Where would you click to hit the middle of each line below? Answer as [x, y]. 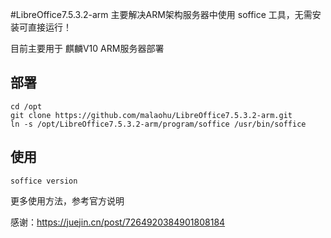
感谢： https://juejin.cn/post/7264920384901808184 [118, 222]
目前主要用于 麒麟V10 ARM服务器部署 [87, 48]
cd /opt [26, 106]
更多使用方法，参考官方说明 [67, 200]
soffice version [44, 181]
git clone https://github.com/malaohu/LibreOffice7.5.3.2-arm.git [151, 115]
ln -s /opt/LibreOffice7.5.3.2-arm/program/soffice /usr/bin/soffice [158, 124]
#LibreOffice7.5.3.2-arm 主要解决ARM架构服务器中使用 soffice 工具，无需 [161, 14]
